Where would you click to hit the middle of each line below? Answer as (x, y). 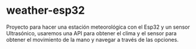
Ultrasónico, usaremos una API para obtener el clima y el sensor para (91, 33)
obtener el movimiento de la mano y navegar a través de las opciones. (93, 39)
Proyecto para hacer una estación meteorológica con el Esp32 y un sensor (98, 27)
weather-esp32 (46, 10)
